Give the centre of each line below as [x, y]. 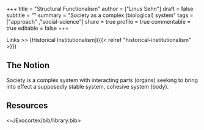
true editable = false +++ [38, 28]
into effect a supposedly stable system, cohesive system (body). [88, 86]
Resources [27, 106]
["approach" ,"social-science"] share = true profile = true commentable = [99, 22]
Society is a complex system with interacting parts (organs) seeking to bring [102, 80]
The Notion [28, 65]
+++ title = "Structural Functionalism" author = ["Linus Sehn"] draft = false [100, 9]
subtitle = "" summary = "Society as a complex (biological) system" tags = [100, 15]
